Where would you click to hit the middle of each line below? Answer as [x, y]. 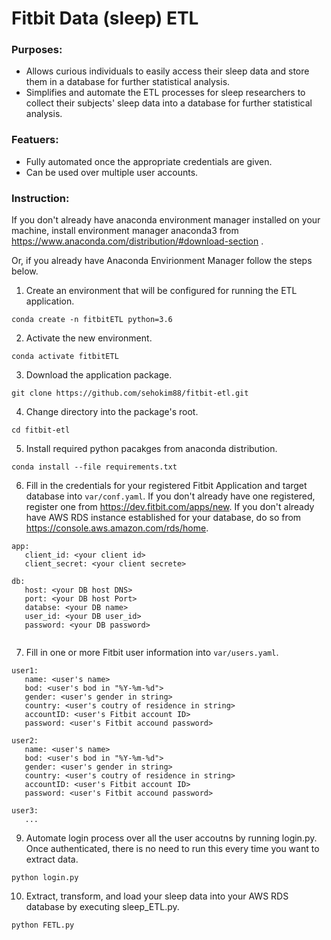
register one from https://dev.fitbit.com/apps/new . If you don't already [170, 507]
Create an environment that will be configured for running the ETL [161, 291]
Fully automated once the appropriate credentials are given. [149, 161]
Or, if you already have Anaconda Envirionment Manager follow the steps [162, 261]
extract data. [52, 859]
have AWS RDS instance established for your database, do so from [163, 518]
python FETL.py [43, 925]
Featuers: [35, 140]
